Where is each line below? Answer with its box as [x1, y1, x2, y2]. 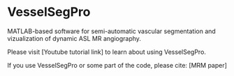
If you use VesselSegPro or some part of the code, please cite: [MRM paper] [7, 61, 227, 69]
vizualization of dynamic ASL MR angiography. [7, 34, 142, 42]
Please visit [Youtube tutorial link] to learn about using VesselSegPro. [7, 48, 206, 56]
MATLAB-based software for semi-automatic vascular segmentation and [7, 27, 217, 35]
